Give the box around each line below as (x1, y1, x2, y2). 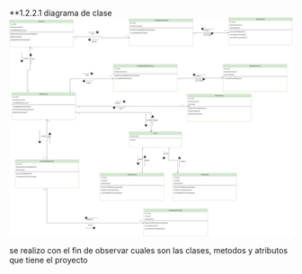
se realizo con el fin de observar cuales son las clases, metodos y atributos (9, 244, 289, 255)
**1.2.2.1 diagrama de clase (9, 8, 112, 18)
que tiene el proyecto (9, 254, 88, 265)
